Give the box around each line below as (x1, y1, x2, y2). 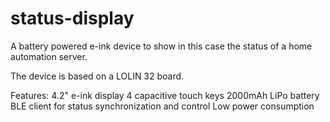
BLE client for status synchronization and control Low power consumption (10, 100, 315, 112)
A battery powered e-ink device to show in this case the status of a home (10, 40, 313, 52)
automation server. (10, 50, 88, 62)
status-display (10, 7, 135, 30)
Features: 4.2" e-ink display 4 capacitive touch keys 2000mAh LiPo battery (10, 89, 320, 101)
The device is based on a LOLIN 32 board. (10, 70, 185, 82)
